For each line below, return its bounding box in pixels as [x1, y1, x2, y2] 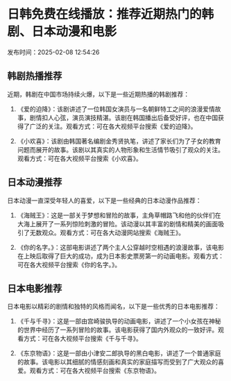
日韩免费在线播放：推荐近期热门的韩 [7, 6, 214, 22]
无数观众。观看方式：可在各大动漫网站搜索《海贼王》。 [29, 228, 185, 237]
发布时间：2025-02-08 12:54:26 [7, 48, 100, 56]
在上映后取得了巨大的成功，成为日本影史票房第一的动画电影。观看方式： [17, 251, 224, 260]
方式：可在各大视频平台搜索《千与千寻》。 [23, 335, 142, 343]
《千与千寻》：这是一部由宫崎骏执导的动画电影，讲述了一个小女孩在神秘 [17, 317, 221, 325]
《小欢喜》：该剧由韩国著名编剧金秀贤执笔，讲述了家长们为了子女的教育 [17, 137, 221, 145]
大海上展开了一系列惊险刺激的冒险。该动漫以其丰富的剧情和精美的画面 [17, 219, 219, 228]
